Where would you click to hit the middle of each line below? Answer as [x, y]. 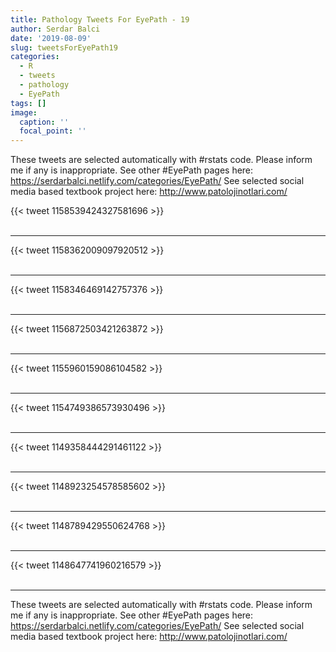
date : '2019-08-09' [51, 38]
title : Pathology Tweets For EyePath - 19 [100, 19]
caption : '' [44, 122]
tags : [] [28, 103]
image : [24, 112]
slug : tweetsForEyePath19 [64, 47]
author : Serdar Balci [55, 29]
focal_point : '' [53, 131]
